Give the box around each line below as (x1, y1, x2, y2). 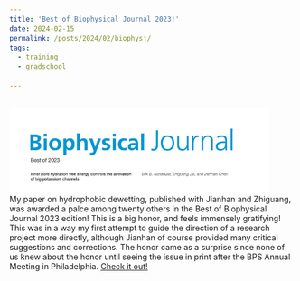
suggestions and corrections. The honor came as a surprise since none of (9, 241, 286, 252)
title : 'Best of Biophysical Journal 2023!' (9, 14, 180, 23)
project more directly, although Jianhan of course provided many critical (9, 231, 278, 243)
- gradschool (17, 62, 67, 71)
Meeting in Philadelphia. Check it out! (9, 260, 148, 271)
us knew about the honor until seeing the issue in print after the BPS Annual (9, 251, 291, 262)
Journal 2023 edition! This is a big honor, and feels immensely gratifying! (9, 212, 282, 223)
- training (17, 52, 59, 62)
